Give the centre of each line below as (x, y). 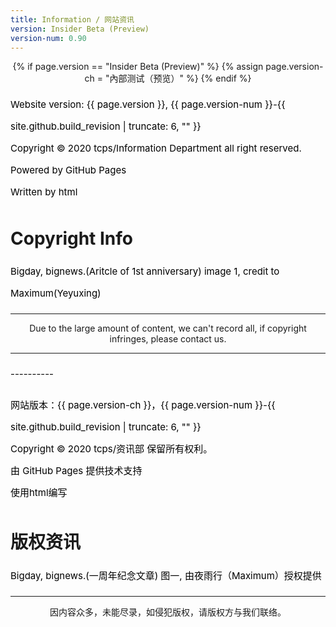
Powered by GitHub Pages (68, 170)
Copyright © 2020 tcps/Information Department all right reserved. (156, 148)
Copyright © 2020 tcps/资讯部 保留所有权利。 (111, 449)
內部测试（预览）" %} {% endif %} (180, 78)
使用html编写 (39, 493)
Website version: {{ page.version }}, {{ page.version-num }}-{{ (148, 104)
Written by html (44, 192)
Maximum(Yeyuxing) (56, 293)
